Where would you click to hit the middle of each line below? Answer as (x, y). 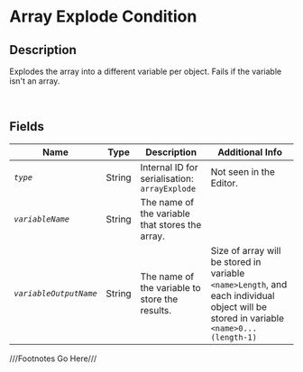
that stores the (171, 224)
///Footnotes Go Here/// (53, 358)
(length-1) (234, 337)
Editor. (225, 183)
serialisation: (167, 178)
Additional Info (250, 152)
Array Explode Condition (103, 17)
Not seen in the (243, 171)
